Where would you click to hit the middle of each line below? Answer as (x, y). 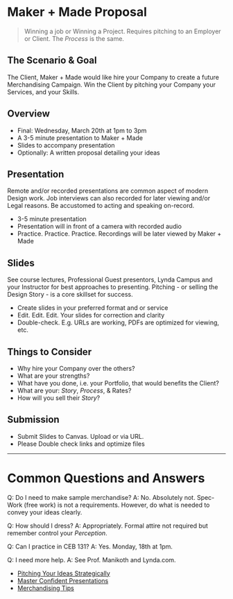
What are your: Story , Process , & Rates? (74, 390)
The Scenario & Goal (52, 61)
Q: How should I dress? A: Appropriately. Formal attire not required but (107, 526)
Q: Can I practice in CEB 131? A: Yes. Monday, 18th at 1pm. (90, 546)
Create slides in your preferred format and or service (93, 308)
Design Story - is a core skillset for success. (70, 295)
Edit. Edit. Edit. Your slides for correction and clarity (91, 315)
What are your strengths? (53, 376)
